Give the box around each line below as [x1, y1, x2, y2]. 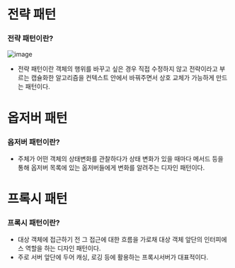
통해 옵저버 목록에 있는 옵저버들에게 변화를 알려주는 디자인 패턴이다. [17, 163, 205, 172]
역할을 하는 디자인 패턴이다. [25, 244, 101, 252]
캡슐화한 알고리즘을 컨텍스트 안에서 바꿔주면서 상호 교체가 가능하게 [30, 74, 214, 82]
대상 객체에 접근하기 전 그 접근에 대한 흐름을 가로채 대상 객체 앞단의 [17, 235, 203, 244]
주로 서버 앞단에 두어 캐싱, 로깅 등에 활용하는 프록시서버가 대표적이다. [17, 253, 209, 262]
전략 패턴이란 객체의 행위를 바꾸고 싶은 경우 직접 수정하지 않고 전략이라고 [17, 65, 218, 73]
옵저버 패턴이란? [7, 137, 60, 147]
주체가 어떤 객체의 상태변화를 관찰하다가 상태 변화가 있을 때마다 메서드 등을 [17, 154, 224, 163]
